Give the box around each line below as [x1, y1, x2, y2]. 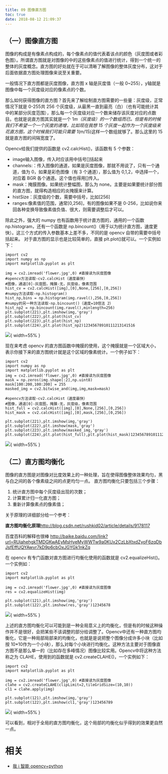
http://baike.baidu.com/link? [49, 533, 108, 539]
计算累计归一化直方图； [12, 495, 61, 501]
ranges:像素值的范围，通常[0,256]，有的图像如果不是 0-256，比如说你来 [12, 200, 162, 206]
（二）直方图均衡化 [5, 458, 64, 466]
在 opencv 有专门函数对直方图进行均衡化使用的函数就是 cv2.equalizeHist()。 [5, 555, 162, 561]
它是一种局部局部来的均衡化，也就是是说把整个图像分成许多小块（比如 [18, 635, 163, 641]
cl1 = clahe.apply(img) [5, 687, 55, 692]
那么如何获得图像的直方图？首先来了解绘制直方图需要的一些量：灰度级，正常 [5, 97, 163, 103]
